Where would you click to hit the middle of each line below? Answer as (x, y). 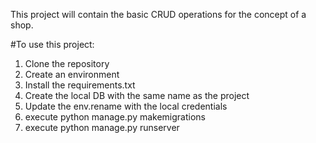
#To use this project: (52, 44)
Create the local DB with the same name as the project (137, 95)
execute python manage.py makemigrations (115, 117)
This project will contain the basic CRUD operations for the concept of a (158, 14)
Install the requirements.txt (80, 85)
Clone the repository (67, 63)
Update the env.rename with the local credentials (126, 106)
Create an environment (72, 74)
